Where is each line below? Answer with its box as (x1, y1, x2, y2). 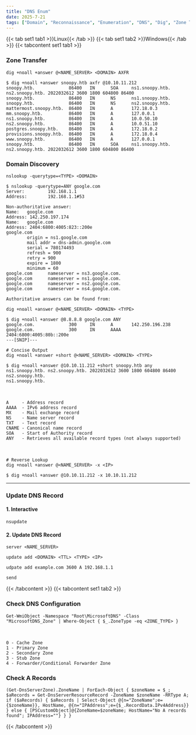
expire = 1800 (27, 260, 61, 266)
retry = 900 (27, 255, 57, 261)
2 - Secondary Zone (6, 650, 54, 656)
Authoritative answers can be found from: (6, 296, 111, 302)
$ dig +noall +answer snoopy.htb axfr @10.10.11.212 (6, 80, 137, 85)
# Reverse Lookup (6, 457, 48, 463)
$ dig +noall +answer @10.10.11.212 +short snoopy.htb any (6, 362, 153, 369)
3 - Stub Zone (6, 655, 41, 661)
